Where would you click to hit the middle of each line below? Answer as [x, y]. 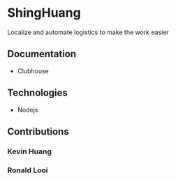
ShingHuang [44, 13]
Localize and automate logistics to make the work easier [88, 32]
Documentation [42, 54]
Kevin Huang [30, 151]
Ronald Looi [28, 170]
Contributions [38, 132]
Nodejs [28, 110]
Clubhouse [33, 70]
